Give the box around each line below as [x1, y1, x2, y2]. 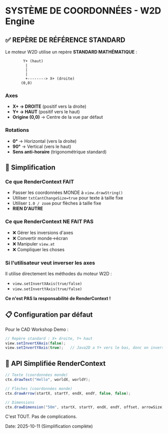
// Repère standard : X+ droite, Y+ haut [5, 336, 93, 341]
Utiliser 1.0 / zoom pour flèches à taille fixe [12, 200, 101, 206]
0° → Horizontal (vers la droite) [12, 138, 77, 144]
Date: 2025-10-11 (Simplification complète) [5, 423, 93, 429]
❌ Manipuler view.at [12, 241, 55, 247]
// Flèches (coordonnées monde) [5, 386, 72, 391]
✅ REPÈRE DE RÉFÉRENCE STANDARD [5, 36, 125, 44]
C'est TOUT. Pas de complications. [5, 413, 77, 419]
